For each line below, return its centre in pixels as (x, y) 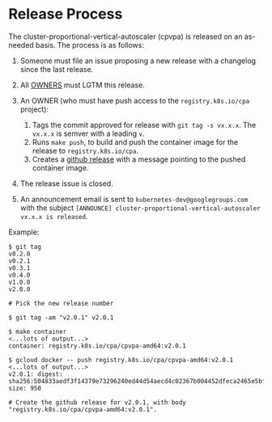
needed (21, 44)
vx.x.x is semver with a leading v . (88, 133)
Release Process (66, 14)
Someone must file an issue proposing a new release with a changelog (138, 61)
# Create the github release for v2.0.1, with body (97, 402)
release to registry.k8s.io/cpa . (85, 150)
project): (34, 109)
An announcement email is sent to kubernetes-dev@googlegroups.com (134, 199)
